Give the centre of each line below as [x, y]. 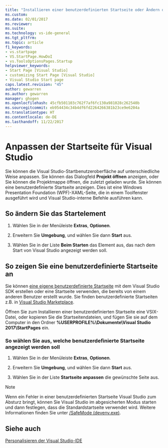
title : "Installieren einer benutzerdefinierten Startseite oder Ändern [82, 10]
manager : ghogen [22, 98]
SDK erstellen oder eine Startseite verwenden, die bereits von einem [75, 291]
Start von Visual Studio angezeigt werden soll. [60, 250]
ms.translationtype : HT [30, 113]
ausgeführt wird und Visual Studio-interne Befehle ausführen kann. [74, 198]
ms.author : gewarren [27, 94]
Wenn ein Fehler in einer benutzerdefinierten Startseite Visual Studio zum [81, 397]
